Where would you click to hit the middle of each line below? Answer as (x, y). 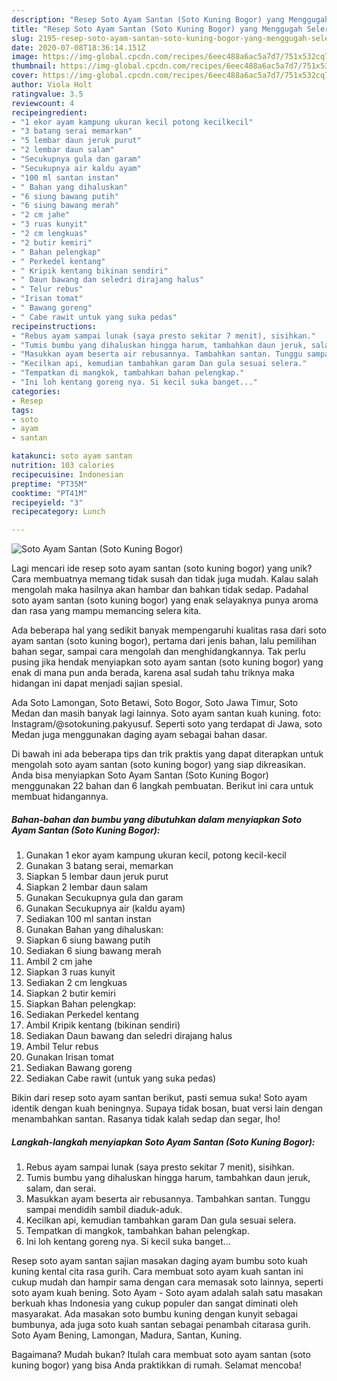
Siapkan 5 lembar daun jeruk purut (97, 877)
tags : (22, 410)
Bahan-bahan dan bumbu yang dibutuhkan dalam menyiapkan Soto (157, 819)
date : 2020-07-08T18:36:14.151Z (78, 47)
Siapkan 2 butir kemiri (70, 993)
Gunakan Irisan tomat (69, 1057)
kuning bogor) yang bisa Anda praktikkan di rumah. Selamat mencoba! (156, 1365)
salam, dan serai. (61, 1188)
